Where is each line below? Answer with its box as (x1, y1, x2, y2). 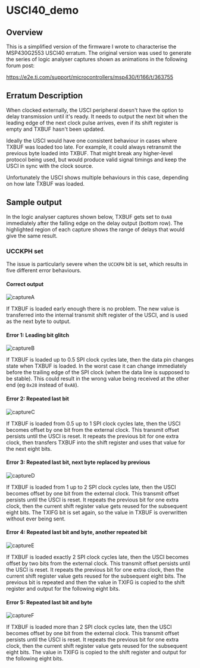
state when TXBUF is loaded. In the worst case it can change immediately (6, 362, 187, 369)
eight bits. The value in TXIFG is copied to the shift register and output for (6, 649, 186, 656)
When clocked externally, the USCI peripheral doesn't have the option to (6, 106, 184, 114)
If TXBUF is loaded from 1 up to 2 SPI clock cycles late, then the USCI (6, 483, 177, 491)
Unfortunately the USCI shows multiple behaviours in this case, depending (6, 174, 189, 181)
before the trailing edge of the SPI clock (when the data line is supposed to (6, 369, 190, 376)
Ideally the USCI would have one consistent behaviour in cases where (6, 137, 177, 144)
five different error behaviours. (6, 266, 82, 274)
